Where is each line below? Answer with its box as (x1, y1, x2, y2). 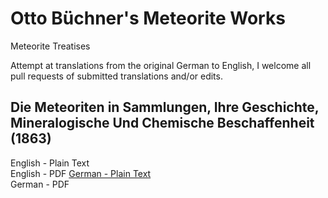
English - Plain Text (10, 157, 90, 169)
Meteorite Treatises (10, 40, 91, 52)
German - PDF (10, 178, 70, 190)
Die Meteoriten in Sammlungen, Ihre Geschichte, (10, 99, 320, 116)
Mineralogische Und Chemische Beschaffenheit (10, 115, 315, 132)
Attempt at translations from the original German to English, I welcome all (10, 59, 312, 71)
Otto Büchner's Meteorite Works (10, 7, 286, 30)
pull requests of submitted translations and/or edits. (10, 70, 223, 82)
